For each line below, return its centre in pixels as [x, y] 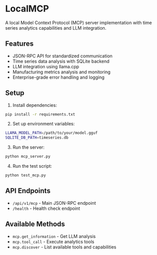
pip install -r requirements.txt [40, 114]
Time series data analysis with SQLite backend [61, 61]
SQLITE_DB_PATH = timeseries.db [37, 138]
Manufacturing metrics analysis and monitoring [61, 72]
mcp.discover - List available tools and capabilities [64, 247]
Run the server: [28, 147]
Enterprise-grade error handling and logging [58, 77]
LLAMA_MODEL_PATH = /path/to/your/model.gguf [52, 133]
